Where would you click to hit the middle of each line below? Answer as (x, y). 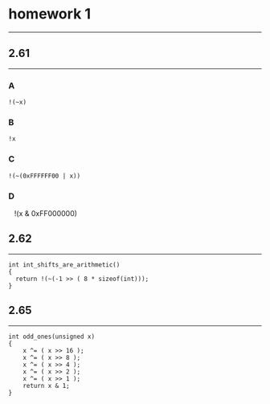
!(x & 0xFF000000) (46, 213)
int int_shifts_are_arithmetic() (64, 265)
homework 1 (49, 14)
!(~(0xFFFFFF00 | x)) (45, 176)
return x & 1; (46, 386)
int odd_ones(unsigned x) (51, 337)
